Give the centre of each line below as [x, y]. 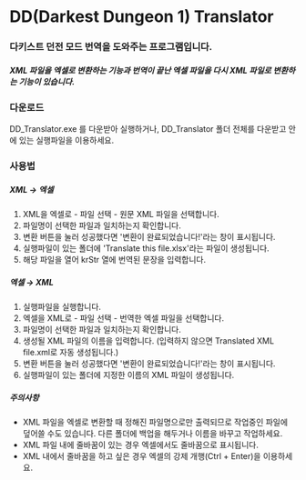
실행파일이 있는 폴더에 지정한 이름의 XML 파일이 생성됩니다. [128, 375]
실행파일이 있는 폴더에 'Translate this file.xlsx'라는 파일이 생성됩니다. [146, 248]
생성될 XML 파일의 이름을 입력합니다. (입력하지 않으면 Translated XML [148, 341]
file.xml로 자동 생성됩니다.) [71, 353]
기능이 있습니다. [47, 81]
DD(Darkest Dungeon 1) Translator [142, 17]
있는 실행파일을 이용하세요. [66, 140]
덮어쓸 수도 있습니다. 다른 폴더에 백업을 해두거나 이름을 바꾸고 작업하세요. [153, 434]
